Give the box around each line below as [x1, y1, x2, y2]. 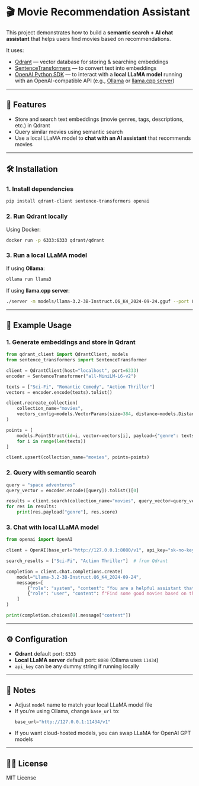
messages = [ [17, 579, 44, 586]
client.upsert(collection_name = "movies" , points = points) [6, 454, 150, 460]
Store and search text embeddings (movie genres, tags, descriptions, [14, 116, 184, 123]
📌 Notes [6, 685, 36, 695]
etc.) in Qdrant [14, 121, 50, 129]
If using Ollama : [6, 265, 46, 272]
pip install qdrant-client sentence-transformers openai [6, 198, 150, 204]
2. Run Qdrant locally [6, 212, 68, 220]
